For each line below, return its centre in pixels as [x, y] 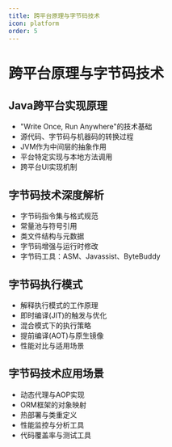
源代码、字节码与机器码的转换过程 [77, 137]
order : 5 [23, 31]
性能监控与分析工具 [52, 424]
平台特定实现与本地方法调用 [66, 157]
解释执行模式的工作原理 [59, 305]
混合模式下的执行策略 [55, 325]
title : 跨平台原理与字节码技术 [54, 16]
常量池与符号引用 [48, 226]
